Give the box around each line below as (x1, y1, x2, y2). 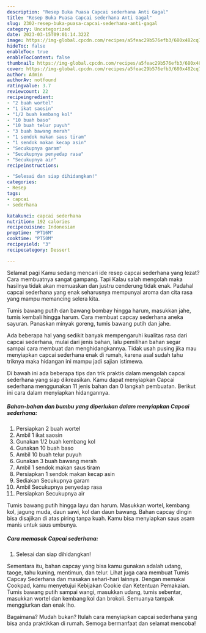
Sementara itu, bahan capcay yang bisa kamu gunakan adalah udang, (7, 562, 183, 569)
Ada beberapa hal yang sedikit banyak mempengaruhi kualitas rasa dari (7, 331, 188, 339)
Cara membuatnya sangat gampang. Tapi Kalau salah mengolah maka (7, 276, 183, 283)
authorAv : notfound (7, 77, 57, 83)
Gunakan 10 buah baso (15, 444, 74, 452)
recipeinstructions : (7, 163, 60, 169)
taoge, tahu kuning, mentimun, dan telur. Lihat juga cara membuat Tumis (7, 569, 189, 576)
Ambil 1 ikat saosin (15, 431, 63, 439)
